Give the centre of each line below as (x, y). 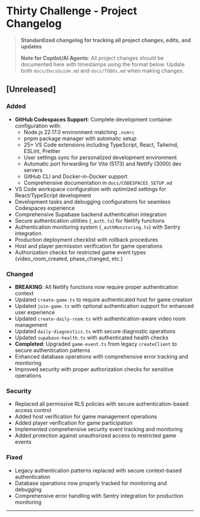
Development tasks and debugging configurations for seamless (93, 201)
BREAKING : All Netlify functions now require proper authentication (96, 286)
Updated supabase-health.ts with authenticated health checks (91, 337)
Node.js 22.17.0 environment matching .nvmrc (79, 132)
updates (31, 46)
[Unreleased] (31, 90)
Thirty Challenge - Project (72, 11)
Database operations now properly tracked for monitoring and (91, 483)
